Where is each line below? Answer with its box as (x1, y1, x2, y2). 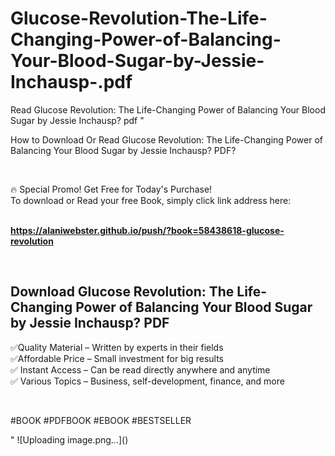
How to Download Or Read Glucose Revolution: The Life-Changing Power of (10, 133, 323, 146)
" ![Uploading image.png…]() (10, 433, 129, 446)
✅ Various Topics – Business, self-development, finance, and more (10, 375, 285, 387)
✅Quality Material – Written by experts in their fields (10, 341, 224, 353)
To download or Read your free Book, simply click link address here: (10, 194, 292, 206)
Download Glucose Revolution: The (10, 283, 235, 301)
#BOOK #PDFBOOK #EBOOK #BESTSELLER (10, 414, 192, 426)
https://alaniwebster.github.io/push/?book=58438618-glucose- (10, 224, 285, 236)
